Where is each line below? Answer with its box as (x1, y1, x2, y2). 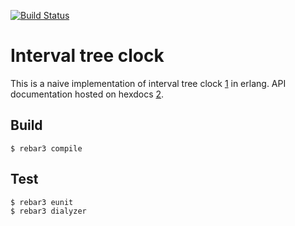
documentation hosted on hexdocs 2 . (10, 88, 165, 100)
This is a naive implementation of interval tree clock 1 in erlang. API (10, 77, 287, 89)
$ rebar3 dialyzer (10, 206, 87, 216)
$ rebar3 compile (10, 143, 83, 154)
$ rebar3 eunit (10, 197, 74, 207)
